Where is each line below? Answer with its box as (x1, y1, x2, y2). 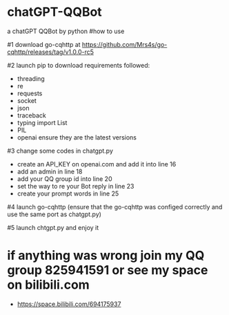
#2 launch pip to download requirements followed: (7, 61, 150, 69)
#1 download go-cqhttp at (7, 40, 81, 48)
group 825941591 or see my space (7, 262, 208, 278)
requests (17, 89, 43, 97)
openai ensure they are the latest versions (17, 133, 137, 142)
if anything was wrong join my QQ (7, 248, 205, 263)
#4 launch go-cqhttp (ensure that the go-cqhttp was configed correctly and (7, 202, 223, 211)
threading (17, 74, 45, 83)
